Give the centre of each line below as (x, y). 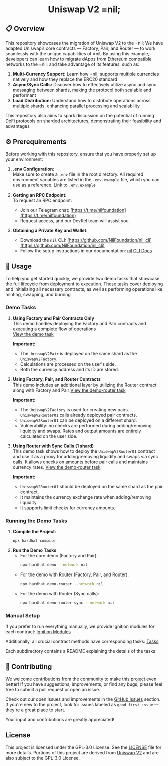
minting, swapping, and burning (38, 294)
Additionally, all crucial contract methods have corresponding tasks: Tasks (82, 641)
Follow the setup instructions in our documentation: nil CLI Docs (86, 250)
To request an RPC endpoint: (42, 200)
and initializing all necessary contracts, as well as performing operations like (84, 289)
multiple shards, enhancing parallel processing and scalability (76, 106)
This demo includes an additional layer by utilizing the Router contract (85, 385)
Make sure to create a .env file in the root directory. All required (78, 174)
